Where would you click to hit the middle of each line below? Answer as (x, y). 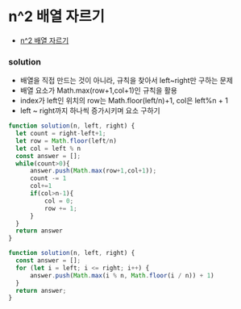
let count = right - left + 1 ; (61, 134)
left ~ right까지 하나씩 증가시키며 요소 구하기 (90, 111)
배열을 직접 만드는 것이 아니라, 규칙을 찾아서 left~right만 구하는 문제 (127, 81)
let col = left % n (48, 148)
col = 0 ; (59, 201)
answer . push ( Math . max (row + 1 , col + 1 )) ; (93, 171)
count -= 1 (48, 178)
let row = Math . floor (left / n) (66, 141)
